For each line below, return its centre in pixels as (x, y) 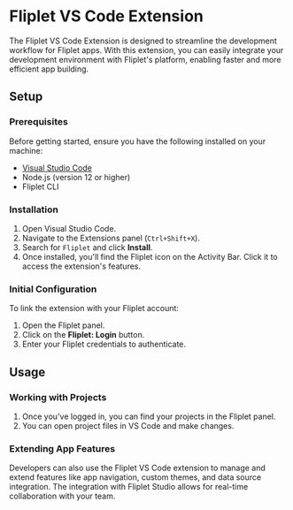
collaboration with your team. (62, 496)
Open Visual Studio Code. (69, 228)
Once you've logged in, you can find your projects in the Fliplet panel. (149, 416)
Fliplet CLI (40, 186)
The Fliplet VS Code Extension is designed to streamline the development (143, 41)
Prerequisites (39, 122)
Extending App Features (62, 448)
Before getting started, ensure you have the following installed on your (138, 141)
